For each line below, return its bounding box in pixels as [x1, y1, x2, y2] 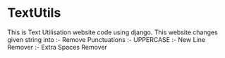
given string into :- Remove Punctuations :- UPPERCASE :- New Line [7, 35, 206, 43]
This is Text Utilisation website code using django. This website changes [7, 28, 219, 36]
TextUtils [7, 5, 61, 21]
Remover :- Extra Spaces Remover [7, 43, 108, 51]
